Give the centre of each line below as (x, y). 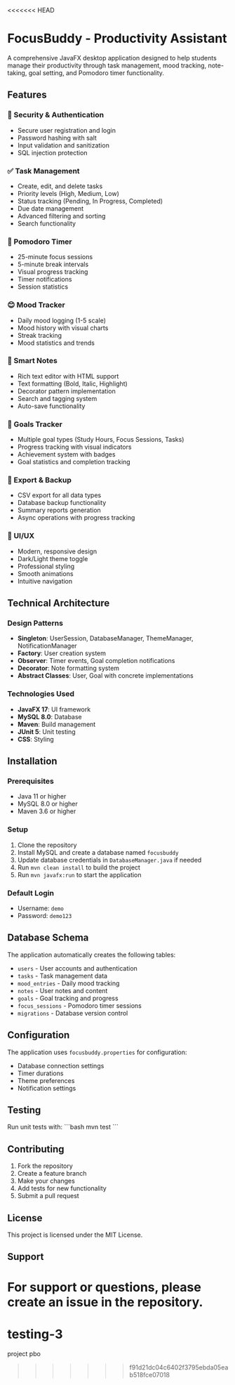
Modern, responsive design (57, 551)
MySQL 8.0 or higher (48, 804)
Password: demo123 (45, 915)
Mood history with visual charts (63, 328)
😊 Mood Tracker (36, 305)
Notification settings (47, 1088)
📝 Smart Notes (32, 361)
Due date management (51, 208)
